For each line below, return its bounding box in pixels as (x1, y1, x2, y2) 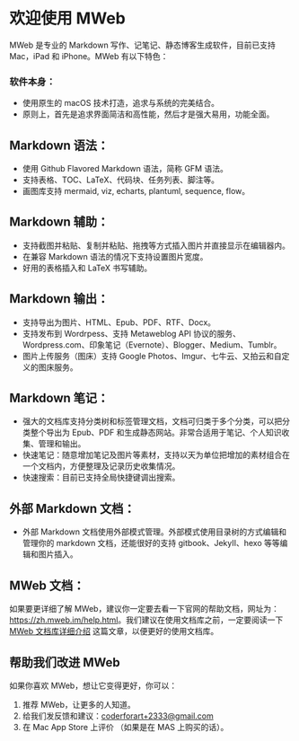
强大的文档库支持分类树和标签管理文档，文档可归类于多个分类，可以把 (22, 416, 283, 427)
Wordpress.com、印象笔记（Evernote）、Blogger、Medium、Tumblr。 (22, 339, 282, 350)
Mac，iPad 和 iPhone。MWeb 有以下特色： (9, 50, 169, 61)
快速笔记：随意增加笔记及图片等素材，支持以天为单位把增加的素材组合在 (22, 450, 290, 461)
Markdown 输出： (9, 291, 110, 306)
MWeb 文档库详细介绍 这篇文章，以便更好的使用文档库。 (9, 626, 219, 637)
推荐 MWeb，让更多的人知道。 (22, 699, 136, 710)
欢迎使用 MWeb (9, 8, 126, 29)
